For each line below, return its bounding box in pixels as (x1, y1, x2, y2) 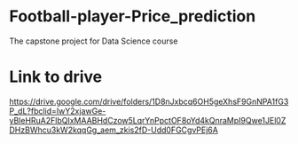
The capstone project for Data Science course (9, 36, 178, 46)
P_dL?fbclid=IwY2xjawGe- (9, 105, 106, 116)
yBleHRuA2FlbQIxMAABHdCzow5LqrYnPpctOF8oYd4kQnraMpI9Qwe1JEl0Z (9, 115, 286, 125)
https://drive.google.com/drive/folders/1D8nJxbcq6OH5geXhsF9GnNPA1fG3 (9, 96, 289, 107)
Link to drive (9, 67, 103, 87)
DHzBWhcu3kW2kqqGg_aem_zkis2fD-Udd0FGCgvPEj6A (9, 124, 219, 135)
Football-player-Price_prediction (9, 6, 256, 27)
